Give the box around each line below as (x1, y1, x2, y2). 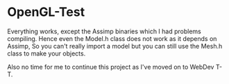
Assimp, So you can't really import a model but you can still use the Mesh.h (7, 42, 223, 50)
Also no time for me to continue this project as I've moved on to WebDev (7, 62, 214, 71)
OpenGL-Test (7, 4, 85, 20)
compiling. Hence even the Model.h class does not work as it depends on (7, 34, 217, 42)
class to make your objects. (7, 49, 86, 58)
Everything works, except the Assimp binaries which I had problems (7, 27, 201, 35)
